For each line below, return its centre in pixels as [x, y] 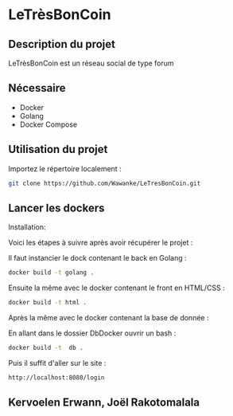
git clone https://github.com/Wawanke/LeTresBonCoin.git [105, 183]
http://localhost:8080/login [56, 377]
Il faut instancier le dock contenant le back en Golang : [97, 258]
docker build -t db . [46, 348]
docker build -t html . [48, 303]
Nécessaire [37, 88]
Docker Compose [49, 124]
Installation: [27, 227]
